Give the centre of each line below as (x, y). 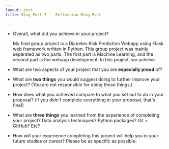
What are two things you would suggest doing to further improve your (86, 79)
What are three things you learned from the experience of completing (86, 115)
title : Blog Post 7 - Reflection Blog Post (53, 15)
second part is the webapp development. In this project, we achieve (84, 59)
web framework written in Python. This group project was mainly (80, 49)
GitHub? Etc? (26, 126)
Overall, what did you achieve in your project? (61, 33)
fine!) (18, 105)
